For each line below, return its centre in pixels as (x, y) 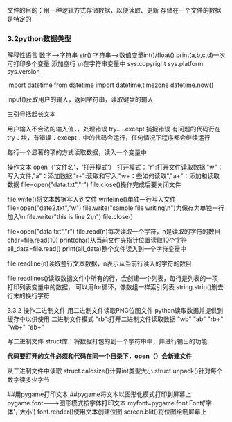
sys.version (24, 72)
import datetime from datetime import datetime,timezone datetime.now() (110, 85)
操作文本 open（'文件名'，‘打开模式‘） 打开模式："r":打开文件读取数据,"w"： (115, 167)
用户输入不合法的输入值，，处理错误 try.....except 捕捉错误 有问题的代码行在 (114, 129)
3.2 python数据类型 (39, 38)
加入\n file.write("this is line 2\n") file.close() (70, 217)
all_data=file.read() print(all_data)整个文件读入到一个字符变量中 (97, 249)
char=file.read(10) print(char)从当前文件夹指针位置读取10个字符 (97, 240)
